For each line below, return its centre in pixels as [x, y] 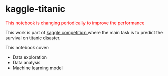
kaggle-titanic [35, 9]
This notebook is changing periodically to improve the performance [75, 23]
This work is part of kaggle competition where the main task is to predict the [84, 32]
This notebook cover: [27, 47]
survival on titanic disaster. [33, 38]
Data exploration [29, 57]
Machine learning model [37, 68]
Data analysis [26, 62]
